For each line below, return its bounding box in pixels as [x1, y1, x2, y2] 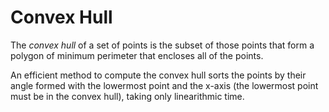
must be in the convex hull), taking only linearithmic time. [10, 90, 245, 102]
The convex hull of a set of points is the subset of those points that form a [10, 39, 315, 51]
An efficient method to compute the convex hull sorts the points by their [10, 69, 307, 81]
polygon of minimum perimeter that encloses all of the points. [10, 49, 264, 61]
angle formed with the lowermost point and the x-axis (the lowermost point [10, 79, 319, 91]
